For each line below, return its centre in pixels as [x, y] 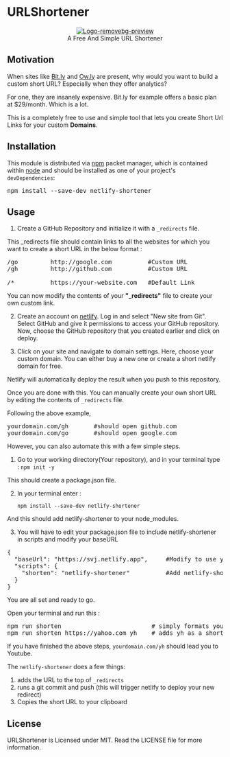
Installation [31, 147]
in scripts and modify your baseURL [67, 539]
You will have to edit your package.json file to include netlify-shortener [117, 532]
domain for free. [40, 366]
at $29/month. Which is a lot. [48, 104]
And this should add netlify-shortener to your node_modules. [93, 519]
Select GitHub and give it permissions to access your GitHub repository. [118, 324]
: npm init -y [36, 467]
